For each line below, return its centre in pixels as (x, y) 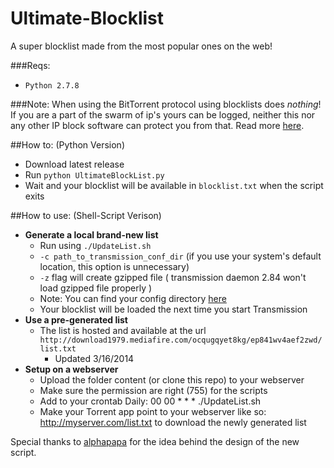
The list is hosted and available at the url (123, 330)
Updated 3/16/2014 (94, 358)
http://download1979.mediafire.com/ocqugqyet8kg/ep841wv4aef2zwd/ (181, 340)
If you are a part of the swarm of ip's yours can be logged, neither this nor (163, 114)
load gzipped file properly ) (96, 288)
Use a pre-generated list (76, 319)
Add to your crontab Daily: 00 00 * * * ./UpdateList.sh (150, 401)
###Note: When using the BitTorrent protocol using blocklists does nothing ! (166, 104)
